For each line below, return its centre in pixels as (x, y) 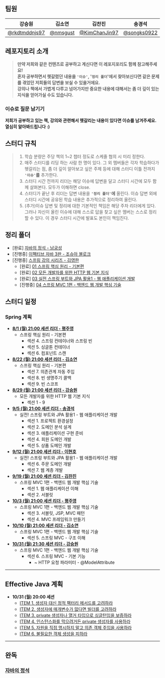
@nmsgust (62, 32)
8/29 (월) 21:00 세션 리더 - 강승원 (45, 390)
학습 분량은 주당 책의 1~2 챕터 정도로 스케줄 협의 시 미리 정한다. (85, 156)
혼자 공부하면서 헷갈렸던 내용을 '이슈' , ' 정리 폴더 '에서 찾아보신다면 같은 (84, 76)
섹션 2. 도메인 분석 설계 (49, 427)
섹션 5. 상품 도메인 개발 (49, 446)
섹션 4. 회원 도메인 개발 (49, 439)
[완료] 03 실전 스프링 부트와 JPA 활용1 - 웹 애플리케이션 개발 (77, 278)
